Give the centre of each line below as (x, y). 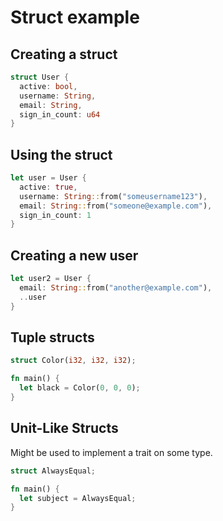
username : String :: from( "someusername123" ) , (113, 196)
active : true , (48, 187)
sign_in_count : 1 (55, 215)
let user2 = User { (51, 279)
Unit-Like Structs (64, 428)
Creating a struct (64, 54)
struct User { (40, 77)
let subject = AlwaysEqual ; (78, 498)
